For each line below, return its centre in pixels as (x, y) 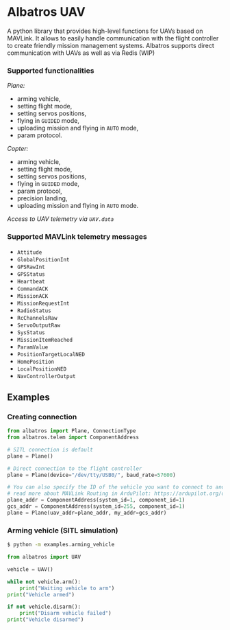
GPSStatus (31, 274)
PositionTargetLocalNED (51, 354)
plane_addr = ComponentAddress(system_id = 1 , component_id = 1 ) (96, 500)
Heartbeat (31, 281)
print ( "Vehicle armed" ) (41, 594)
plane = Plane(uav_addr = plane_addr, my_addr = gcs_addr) (87, 513)
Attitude (29, 252)
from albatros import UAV (44, 557)
